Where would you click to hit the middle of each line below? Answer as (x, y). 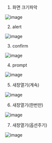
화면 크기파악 (25, 7)
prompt (20, 65)
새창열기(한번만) (28, 105)
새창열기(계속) (26, 85)
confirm (20, 46)
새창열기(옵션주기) (30, 125)
